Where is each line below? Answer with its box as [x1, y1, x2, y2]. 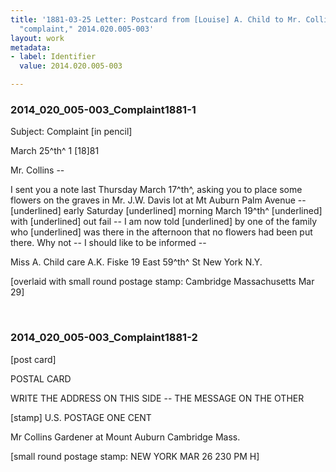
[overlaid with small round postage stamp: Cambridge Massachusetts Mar [10, 276, 315, 288]
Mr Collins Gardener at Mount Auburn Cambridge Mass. [10, 431, 241, 443]
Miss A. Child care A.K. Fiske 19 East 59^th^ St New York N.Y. [10, 256, 263, 268]
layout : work [10, 33, 65, 43]
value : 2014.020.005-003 [19, 61, 123, 71]
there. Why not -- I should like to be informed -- [10, 237, 207, 249]
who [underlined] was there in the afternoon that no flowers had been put [10, 226, 313, 238]
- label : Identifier [10, 52, 97, 62]
